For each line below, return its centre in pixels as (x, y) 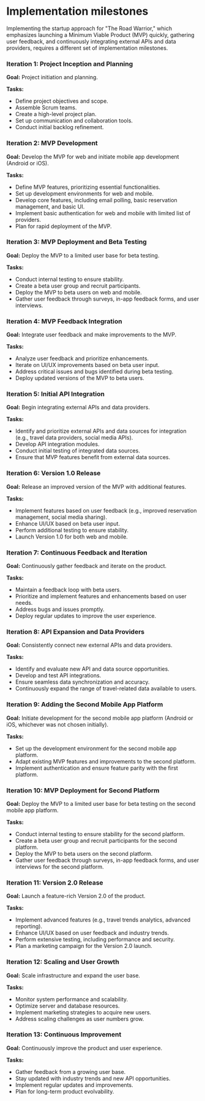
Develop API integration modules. (57, 444)
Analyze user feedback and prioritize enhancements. (82, 358)
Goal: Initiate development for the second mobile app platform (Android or (100, 718)
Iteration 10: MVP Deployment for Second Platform (83, 790)
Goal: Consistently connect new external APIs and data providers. (89, 645)
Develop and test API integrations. (58, 676)
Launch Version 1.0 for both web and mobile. (72, 537)
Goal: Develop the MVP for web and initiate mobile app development (93, 156)
